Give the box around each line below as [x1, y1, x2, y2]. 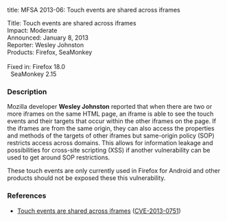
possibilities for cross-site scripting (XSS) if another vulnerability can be [7, 146, 211, 155]
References [7, 191, 47, 200]
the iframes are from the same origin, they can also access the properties [7, 125, 215, 133]
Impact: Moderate [7, 27, 58, 34]
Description [7, 87, 47, 96]
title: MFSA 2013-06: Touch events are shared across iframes [7, 6, 180, 14]
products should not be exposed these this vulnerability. [7, 174, 166, 182]
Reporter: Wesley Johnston [7, 41, 84, 49]
